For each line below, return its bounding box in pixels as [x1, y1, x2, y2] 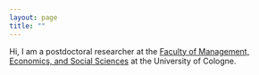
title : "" [9, 21, 46, 30]
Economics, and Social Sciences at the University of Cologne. [9, 55, 237, 66]
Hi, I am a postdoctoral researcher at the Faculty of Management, [9, 46, 250, 56]
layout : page [9, 12, 58, 22]
